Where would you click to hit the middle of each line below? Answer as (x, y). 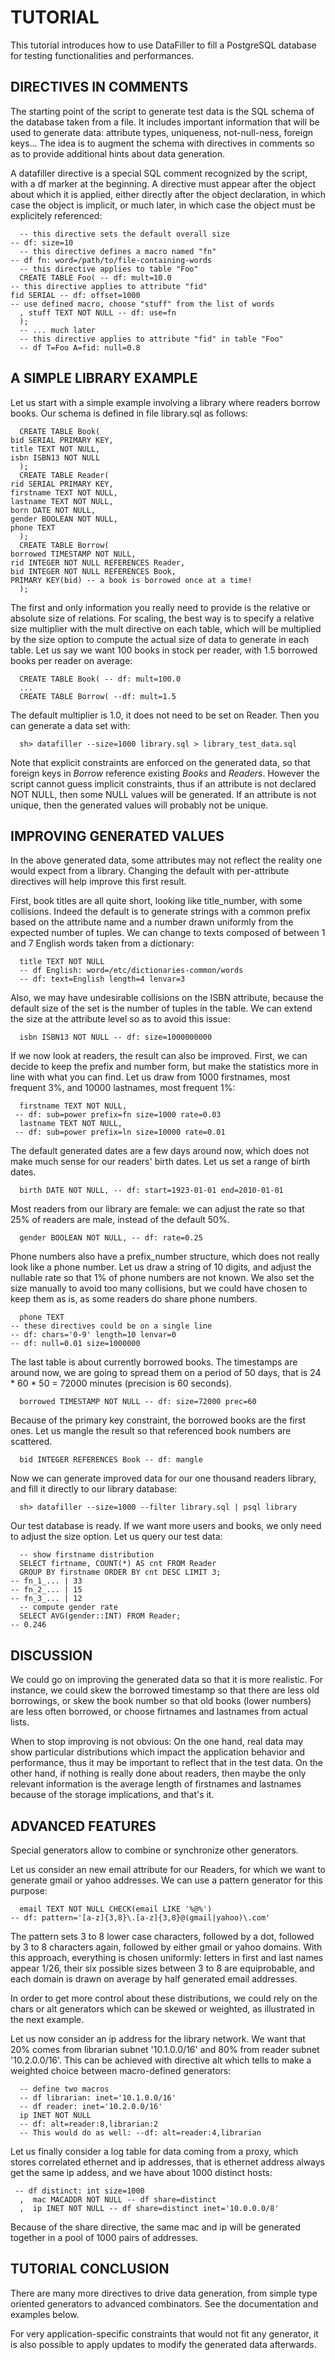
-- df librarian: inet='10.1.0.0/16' (98, 2098)
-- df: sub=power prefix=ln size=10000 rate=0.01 (120, 1132)
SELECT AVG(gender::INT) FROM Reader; (100, 1616)
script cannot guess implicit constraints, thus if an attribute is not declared (163, 783)
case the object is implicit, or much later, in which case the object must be (163, 205)
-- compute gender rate (68, 1607)
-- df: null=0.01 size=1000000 (75, 1344)
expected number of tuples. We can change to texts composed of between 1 (168, 933)
